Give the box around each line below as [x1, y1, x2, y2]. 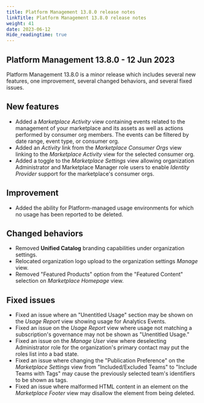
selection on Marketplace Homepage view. [15, 277, 124, 285]
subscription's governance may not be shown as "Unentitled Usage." [15, 331, 190, 338]
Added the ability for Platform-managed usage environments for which [15, 204, 194, 212]
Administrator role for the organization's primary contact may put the [15, 344, 189, 351]
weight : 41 [6, 20, 34, 26]
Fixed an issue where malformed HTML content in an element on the [15, 383, 189, 390]
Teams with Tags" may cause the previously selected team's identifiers [15, 370, 195, 377]
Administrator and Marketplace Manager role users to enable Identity [15, 163, 190, 171]
